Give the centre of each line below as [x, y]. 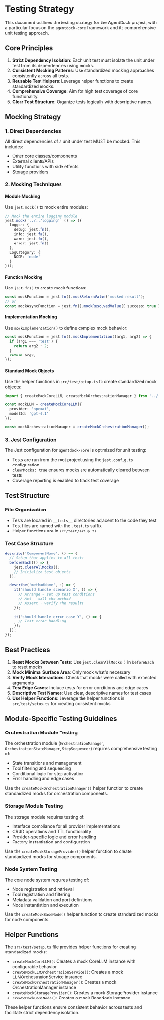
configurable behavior [34, 966]
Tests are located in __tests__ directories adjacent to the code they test [84, 520]
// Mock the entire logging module [41, 216]
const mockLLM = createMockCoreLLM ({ [43, 404]
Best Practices [28, 650]
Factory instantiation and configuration [51, 842]
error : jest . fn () [31, 243]
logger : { [19, 225]
